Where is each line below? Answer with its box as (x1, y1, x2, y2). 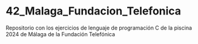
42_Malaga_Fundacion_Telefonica (5, 4, 182, 18)
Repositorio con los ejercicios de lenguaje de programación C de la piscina (5, 24, 192, 31)
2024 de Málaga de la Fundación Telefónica (5, 30, 116, 37)
